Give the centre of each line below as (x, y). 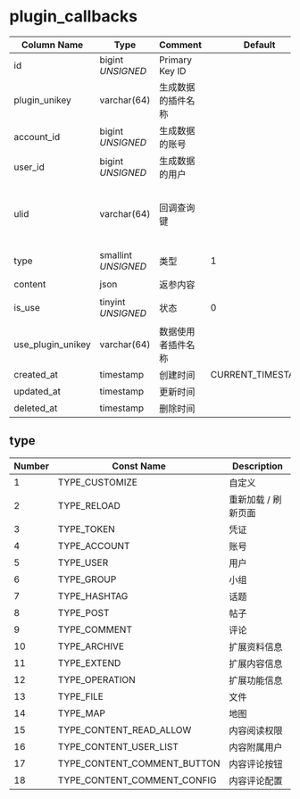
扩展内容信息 (256, 663)
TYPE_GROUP (87, 579)
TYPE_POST (83, 612)
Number (31, 466)
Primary (175, 60)
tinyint (112, 302)
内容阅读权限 (256, 730)
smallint (116, 254)
